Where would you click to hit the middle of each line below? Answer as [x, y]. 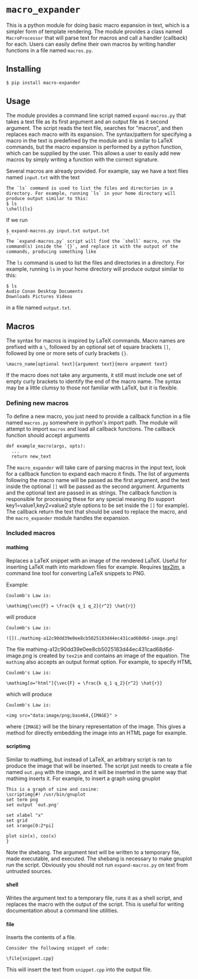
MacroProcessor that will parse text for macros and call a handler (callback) [97, 37]
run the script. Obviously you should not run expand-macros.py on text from [97, 864]
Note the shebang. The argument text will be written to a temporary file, [93, 852]
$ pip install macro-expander [43, 83]
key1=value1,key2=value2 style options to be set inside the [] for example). [98, 505]
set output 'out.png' [33, 805]
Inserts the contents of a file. [41, 937]
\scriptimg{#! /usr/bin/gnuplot [46, 794]
